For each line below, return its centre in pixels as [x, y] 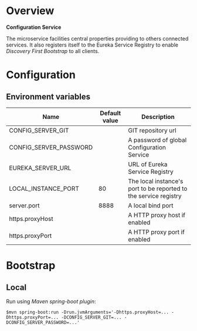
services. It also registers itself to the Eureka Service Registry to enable [92, 45]
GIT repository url [152, 130]
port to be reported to [158, 188]
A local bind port [151, 206]
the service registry [155, 196]
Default [110, 113]
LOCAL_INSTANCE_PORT [44, 188]
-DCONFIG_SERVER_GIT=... [91, 317]
